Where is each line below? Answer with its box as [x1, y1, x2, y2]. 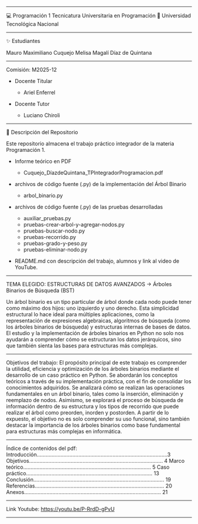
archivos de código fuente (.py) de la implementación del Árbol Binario [14, 181, 187, 187]
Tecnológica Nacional [6, 21, 59, 27]
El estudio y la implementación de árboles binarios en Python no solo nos [6, 330, 184, 336]
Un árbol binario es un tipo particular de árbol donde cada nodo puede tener [6, 299, 192, 305]
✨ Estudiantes [6, 38, 41, 44]
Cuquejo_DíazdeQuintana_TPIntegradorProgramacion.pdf [23, 169, 163, 176]
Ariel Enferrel [23, 89, 56, 96]
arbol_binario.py [23, 192, 63, 199]
